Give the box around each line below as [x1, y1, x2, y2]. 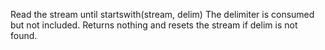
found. [10, 30, 38, 41]
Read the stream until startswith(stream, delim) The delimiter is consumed [10, 9, 315, 20]
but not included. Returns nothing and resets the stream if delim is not [10, 19, 298, 31]
